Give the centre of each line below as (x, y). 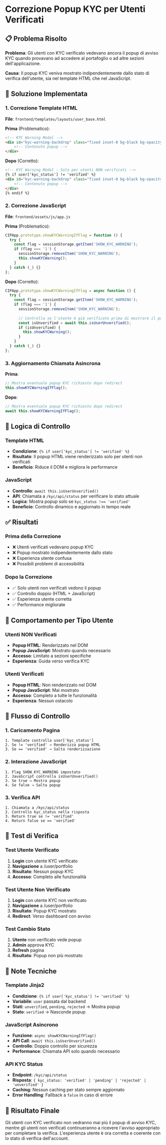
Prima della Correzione (33, 536)
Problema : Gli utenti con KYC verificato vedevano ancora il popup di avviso (82, 53)
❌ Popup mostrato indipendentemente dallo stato (62, 553)
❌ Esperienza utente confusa (42, 558)
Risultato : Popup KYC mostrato (44, 910)
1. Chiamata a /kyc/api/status (37, 808)
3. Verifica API (23, 797)
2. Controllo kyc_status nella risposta (47, 812)
